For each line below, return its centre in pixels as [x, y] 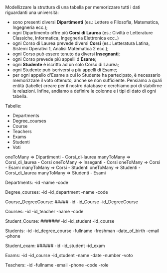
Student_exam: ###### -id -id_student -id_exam [55, 246]
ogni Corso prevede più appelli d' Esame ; [54, 59]
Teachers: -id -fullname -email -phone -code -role [57, 265]
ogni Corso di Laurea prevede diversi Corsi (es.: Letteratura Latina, [81, 43]
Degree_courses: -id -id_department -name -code [57, 192]
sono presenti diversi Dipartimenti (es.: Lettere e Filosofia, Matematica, [86, 22]
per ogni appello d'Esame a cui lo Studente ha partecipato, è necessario [86, 75]
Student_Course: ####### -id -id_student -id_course [60, 221]
